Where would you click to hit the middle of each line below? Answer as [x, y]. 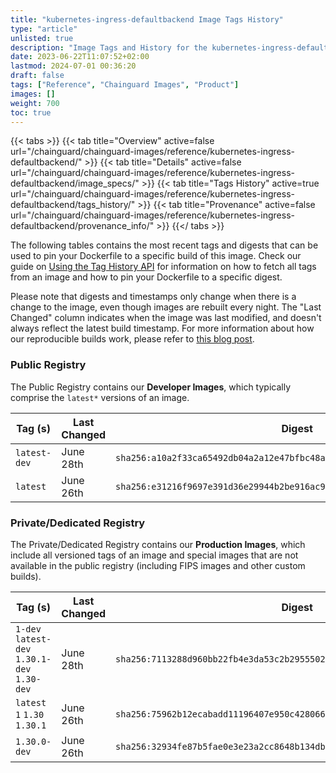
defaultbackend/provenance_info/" [82, 226]
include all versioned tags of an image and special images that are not [154, 555]
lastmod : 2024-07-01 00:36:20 [73, 66]
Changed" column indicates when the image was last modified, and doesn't [166, 318]
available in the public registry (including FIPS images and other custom [158, 565]
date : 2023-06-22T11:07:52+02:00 [80, 57]
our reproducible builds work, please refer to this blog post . [132, 339]
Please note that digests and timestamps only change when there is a [153, 297]
